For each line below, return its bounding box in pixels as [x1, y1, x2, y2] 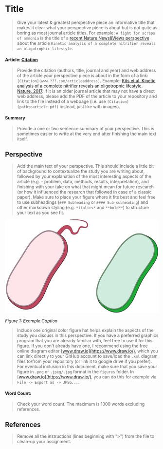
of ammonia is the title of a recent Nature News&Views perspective [17, 35, 149, 41]
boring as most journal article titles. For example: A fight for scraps [17, 30, 156, 36]
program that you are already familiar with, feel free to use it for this [17, 338, 153, 344]
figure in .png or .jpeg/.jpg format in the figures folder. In [17, 369, 134, 375]
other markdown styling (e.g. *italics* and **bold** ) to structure [17, 205, 149, 211]
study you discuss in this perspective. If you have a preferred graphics [17, 332, 159, 338]
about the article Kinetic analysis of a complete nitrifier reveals [17, 40, 156, 46]
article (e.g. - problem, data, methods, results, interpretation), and [17, 179, 149, 185]
